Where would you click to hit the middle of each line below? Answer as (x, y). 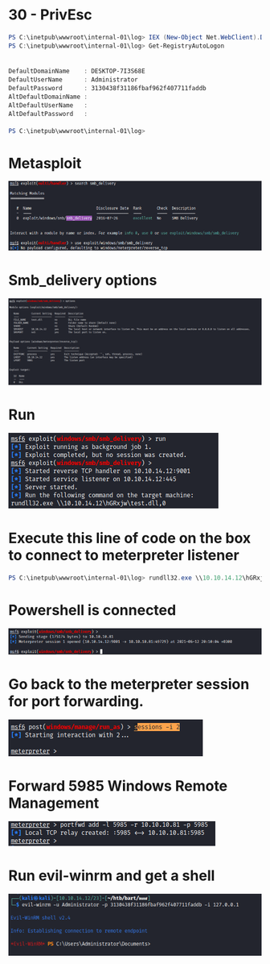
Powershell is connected (92, 611)
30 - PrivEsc (50, 15)
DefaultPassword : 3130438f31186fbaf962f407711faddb (107, 89)
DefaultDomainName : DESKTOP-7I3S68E (77, 71)
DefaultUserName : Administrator (73, 80)
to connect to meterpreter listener (124, 556)
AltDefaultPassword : (48, 114)
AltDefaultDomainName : (48, 97)
